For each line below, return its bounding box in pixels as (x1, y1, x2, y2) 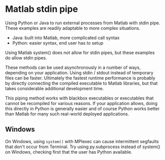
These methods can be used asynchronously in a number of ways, (5, 64, 141, 70)
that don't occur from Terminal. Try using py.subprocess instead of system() (5, 144, 161, 150)
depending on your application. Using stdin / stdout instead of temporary (5, 69, 154, 75)
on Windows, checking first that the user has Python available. (5, 149, 132, 155)
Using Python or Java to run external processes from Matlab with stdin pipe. (5, 20, 161, 26)
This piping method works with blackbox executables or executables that (5, 95, 154, 101)
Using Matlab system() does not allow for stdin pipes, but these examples (5, 50, 155, 55)
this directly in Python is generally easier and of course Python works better (5, 106, 160, 111)
